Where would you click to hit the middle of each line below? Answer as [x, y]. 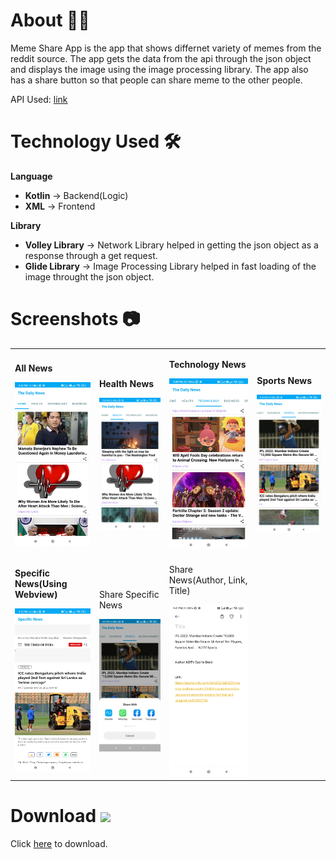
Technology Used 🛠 [96, 141]
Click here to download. [59, 843]
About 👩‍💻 [50, 20]
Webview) [36, 594]
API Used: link [39, 99]
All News [33, 368]
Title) [179, 590]
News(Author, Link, [208, 580]
